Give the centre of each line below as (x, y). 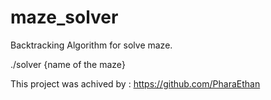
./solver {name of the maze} (68, 64)
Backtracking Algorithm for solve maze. (91, 45)
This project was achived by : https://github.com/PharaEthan (135, 83)
